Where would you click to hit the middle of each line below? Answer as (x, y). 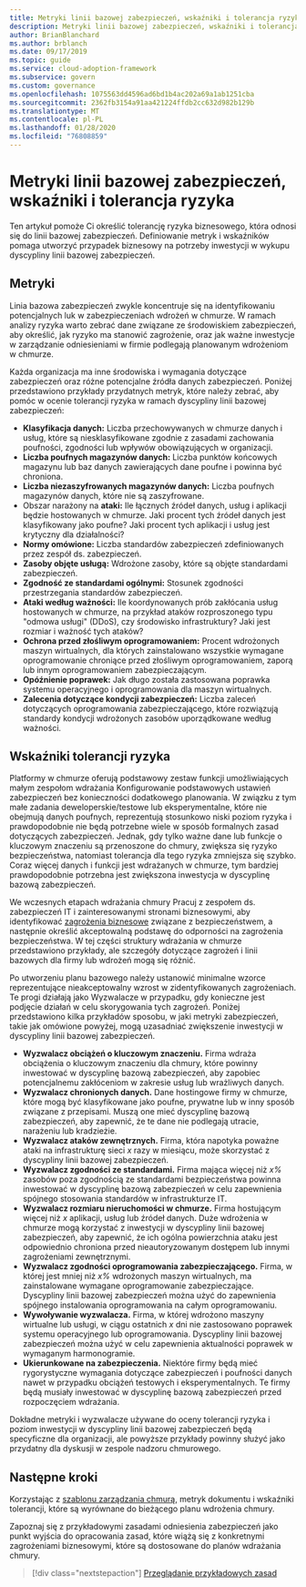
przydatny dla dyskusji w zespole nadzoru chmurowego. (115, 1449)
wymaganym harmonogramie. (79, 1354)
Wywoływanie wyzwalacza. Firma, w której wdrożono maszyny (143, 1315)
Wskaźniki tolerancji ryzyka (90, 757)
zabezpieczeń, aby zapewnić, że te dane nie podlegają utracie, (141, 1122)
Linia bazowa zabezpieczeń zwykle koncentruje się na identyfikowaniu (142, 305)
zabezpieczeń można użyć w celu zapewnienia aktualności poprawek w (158, 1344)
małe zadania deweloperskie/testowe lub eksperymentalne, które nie (138, 808)
